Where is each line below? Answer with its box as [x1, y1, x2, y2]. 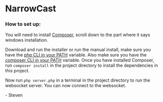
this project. [5, 68, 30, 74]
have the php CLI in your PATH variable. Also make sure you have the [5, 52, 147, 58]
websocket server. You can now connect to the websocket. [5, 83, 127, 89]
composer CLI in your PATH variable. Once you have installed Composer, [5, 57, 155, 63]
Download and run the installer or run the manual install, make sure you [5, 47, 151, 52]
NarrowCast [5, 3, 56, 14]
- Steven [5, 92, 23, 98]
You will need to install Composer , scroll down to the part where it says [5, 32, 151, 38]
